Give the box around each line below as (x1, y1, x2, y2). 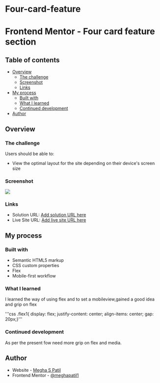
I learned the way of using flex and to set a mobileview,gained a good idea (5, 296, 155, 302)
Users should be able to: (5, 151, 55, 157)
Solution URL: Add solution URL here (12, 212, 87, 218)
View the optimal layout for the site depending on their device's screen (12, 160, 155, 166)
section (5, 36, 37, 48)
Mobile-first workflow (12, 273, 56, 279)
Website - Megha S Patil (12, 367, 61, 373)
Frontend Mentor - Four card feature (5, 26, 155, 37)
